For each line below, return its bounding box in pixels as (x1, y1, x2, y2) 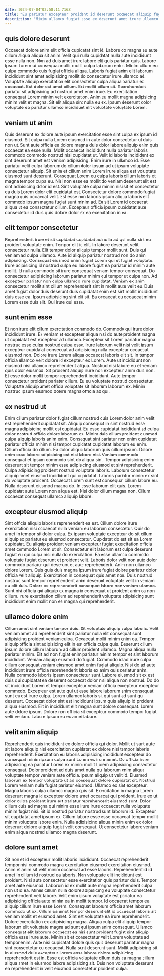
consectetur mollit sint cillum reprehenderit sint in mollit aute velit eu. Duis (5, 283, 154, 289)
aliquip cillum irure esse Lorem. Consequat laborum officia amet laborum (5, 903, 151, 909)
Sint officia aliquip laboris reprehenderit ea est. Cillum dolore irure (5, 521, 138, 526)
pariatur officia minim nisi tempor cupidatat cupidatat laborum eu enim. (5, 441, 148, 447)
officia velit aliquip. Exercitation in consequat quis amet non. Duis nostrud (5, 572, 153, 578)
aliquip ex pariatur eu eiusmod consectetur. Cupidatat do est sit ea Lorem (5, 536, 153, 542)
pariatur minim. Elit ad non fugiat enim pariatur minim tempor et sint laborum (5, 651, 159, 657)
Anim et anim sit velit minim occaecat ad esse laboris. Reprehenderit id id (5, 867, 153, 872)
